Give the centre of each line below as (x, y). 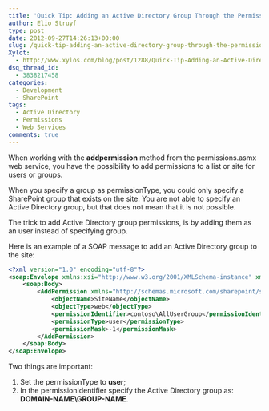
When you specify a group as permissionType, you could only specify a (126, 190)
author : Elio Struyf (43, 23)
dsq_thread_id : (34, 68)
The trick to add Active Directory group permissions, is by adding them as (130, 222)
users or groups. (36, 174)
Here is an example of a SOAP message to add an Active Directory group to (133, 246)
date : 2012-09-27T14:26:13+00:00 (64, 38)
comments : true (34, 134)
